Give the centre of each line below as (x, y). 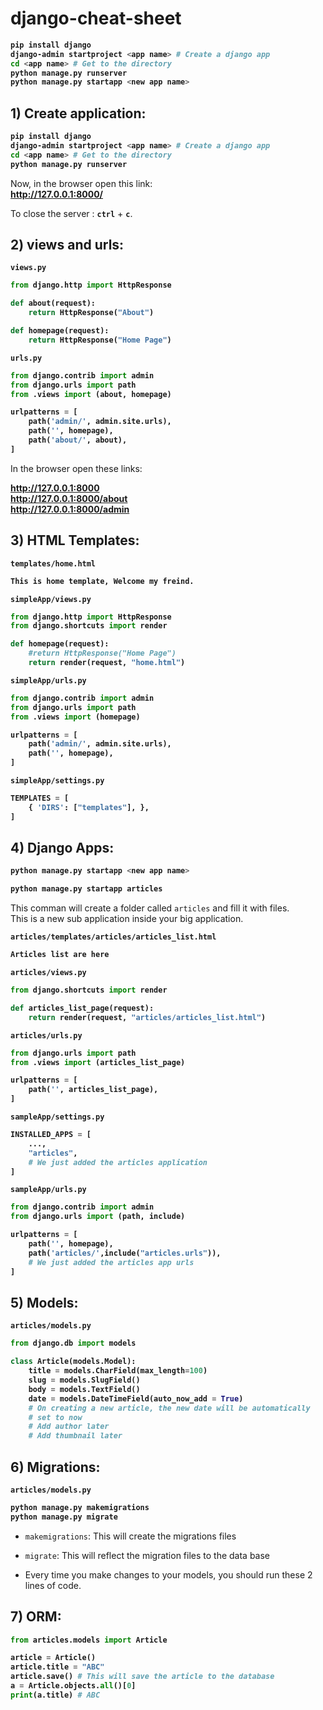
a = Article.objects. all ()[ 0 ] (73, 1686)
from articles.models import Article (89, 1640)
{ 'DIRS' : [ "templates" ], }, (89, 807)
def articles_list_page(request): (82, 1008)
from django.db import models (73, 1343)
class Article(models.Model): (73, 1362)
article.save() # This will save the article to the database (142, 1677)
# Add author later (69, 1427)
